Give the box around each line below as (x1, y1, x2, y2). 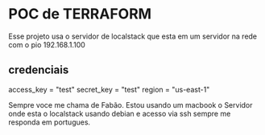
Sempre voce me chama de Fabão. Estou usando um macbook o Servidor (8, 100, 253, 109)
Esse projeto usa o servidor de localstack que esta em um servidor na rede (8, 31, 258, 41)
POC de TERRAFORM (8, 5, 151, 23)
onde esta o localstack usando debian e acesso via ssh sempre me (8, 108, 231, 118)
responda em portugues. (8, 117, 91, 127)
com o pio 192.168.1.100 (8, 39, 86, 49)
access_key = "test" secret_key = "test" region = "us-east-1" (8, 84, 210, 94)
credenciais (8, 63, 69, 77)
